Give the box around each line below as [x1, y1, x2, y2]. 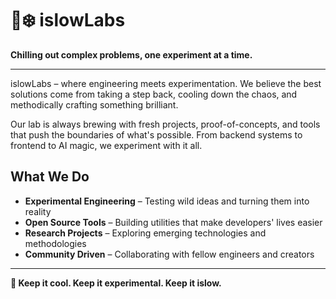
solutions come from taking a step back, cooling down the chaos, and [10, 88, 298, 100]
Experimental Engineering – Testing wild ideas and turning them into [24, 195, 310, 207]
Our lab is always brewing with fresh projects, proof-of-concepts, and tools [10, 118, 321, 130]
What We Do [10, 168, 90, 186]
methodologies [24, 237, 87, 249]
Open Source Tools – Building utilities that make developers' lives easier [24, 216, 323, 228]
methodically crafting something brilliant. [10, 98, 179, 111]
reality [24, 205, 52, 217]
